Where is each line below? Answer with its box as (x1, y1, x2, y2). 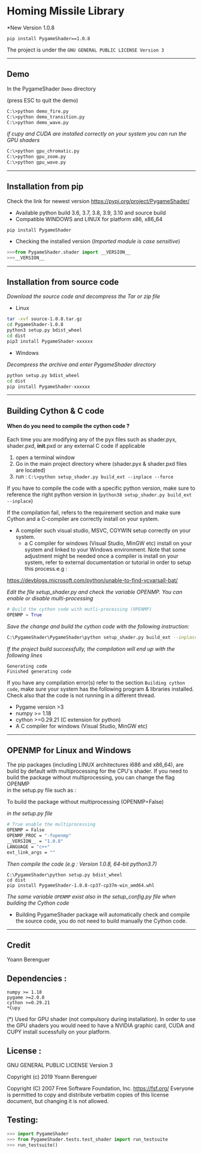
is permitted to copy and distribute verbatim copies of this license (7, 1091, 170, 1098)
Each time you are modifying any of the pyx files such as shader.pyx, (7, 436, 177, 443)
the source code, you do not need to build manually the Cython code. (15, 917, 188, 924)
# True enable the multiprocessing (7, 821, 96, 828)
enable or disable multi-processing (7, 595, 94, 602)
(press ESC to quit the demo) (7, 97, 79, 104)
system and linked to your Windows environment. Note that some (24, 546, 186, 553)
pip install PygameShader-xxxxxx (7, 384, 91, 390)
